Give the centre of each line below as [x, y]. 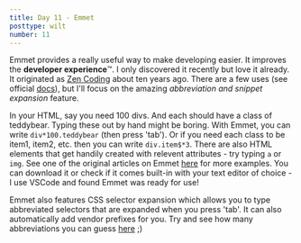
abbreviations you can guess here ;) [76, 229]
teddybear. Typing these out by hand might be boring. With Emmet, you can [150, 125]
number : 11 [30, 34]
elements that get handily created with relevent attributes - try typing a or [146, 154]
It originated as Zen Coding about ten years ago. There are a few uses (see [149, 79]
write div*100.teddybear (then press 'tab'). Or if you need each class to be [147, 135]
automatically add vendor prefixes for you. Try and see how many [132, 219]
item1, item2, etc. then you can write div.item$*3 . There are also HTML [141, 144]
